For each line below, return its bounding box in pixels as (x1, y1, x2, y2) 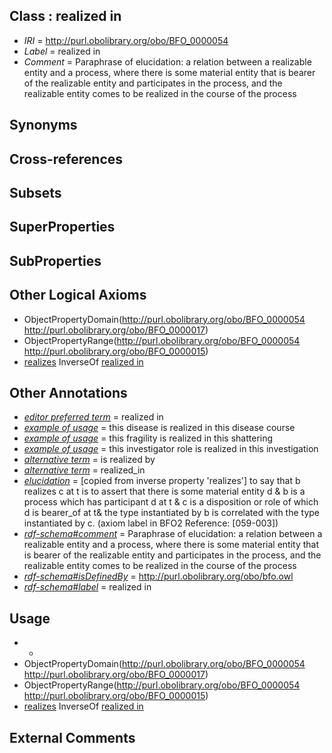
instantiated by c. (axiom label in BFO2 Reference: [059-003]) (23, 517, 279, 529)
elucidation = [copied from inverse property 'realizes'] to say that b (23, 475, 301, 487)
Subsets (9, 184, 62, 201)
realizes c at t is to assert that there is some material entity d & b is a (23, 485, 306, 498)
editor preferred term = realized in (23, 411, 164, 423)
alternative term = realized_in (23, 464, 146, 476)
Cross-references (9, 150, 124, 168)
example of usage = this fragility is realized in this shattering (23, 432, 274, 444)
